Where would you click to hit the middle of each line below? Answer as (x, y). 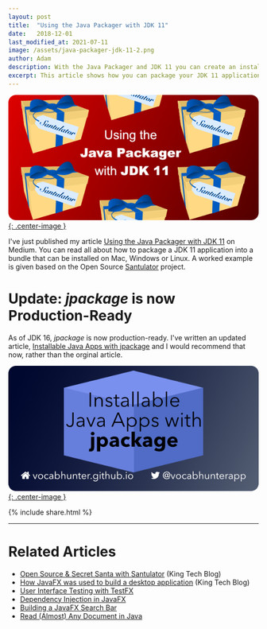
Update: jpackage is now (92, 299)
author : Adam (30, 59)
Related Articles (62, 551)
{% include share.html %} (50, 512)
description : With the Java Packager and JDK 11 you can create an (122, 68)
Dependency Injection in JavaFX (73, 599)
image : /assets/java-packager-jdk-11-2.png (81, 50)
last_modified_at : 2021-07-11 (58, 42)
